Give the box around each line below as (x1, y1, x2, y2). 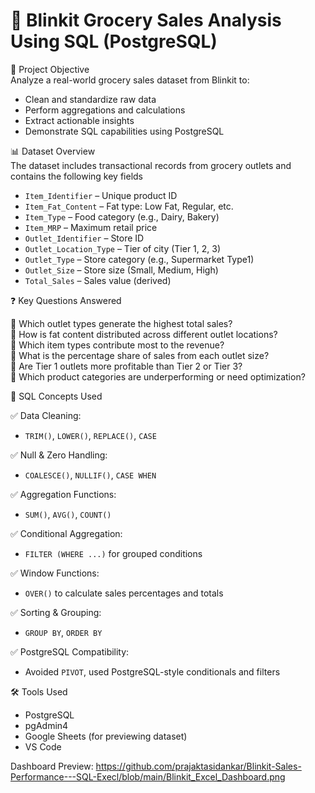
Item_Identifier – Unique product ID (24, 189, 178, 201)
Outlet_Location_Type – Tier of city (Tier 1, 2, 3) (24, 242, 222, 254)
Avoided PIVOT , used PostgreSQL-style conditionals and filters (24, 665, 281, 678)
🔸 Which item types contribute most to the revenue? (10, 339, 225, 351)
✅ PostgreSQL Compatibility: (10, 645, 130, 658)
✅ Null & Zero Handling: (10, 449, 108, 461)
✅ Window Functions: (10, 567, 100, 579)
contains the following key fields (10, 170, 144, 182)
